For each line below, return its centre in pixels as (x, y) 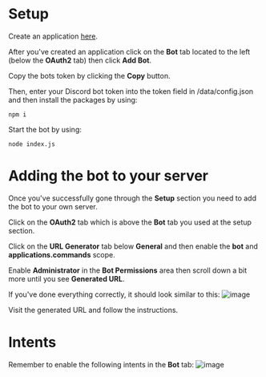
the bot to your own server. (53, 206)
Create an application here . (53, 36)
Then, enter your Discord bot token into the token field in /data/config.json (131, 91)
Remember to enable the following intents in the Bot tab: (101, 364)
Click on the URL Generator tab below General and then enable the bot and (133, 246)
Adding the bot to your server (109, 176)
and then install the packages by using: (73, 99)
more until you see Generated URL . (66, 278)
